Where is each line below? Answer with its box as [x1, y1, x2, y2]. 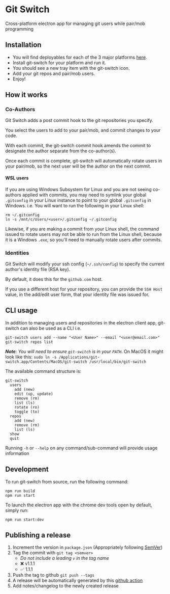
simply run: [5, 507, 29, 513]
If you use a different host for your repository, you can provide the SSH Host [5, 286, 163, 292]
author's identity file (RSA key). [5, 266, 71, 272]
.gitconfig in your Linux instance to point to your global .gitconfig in [5, 197, 151, 203]
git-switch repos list [5, 339, 53, 344]
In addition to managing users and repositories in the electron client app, [5, 319, 157, 326]
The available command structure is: [5, 368, 82, 374]
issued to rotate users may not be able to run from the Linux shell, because [5, 231, 162, 237]
